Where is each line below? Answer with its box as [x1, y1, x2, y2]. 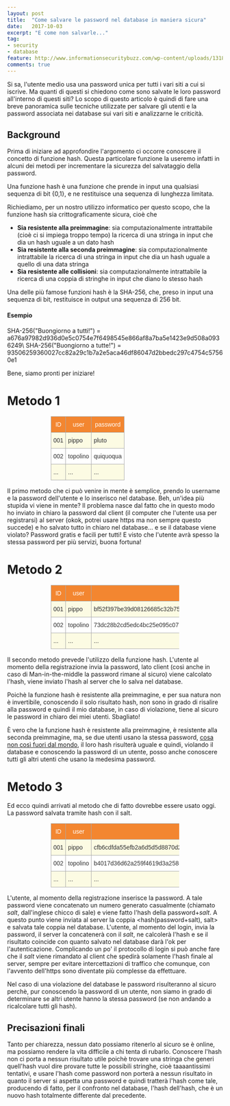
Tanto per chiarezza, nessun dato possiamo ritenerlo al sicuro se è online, [7, 1040, 216, 1048]
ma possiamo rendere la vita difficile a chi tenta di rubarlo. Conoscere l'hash [7, 1048, 222, 1056]
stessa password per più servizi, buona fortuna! [7, 537, 142, 546]
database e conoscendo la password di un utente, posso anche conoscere [7, 747, 218, 756]
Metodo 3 [7, 779, 63, 794]
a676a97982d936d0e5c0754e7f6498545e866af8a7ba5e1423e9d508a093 [7, 334, 220, 342]
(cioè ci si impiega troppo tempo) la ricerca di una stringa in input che [16, 231, 214, 239]
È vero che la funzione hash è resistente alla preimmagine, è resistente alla [7, 725, 218, 734]
